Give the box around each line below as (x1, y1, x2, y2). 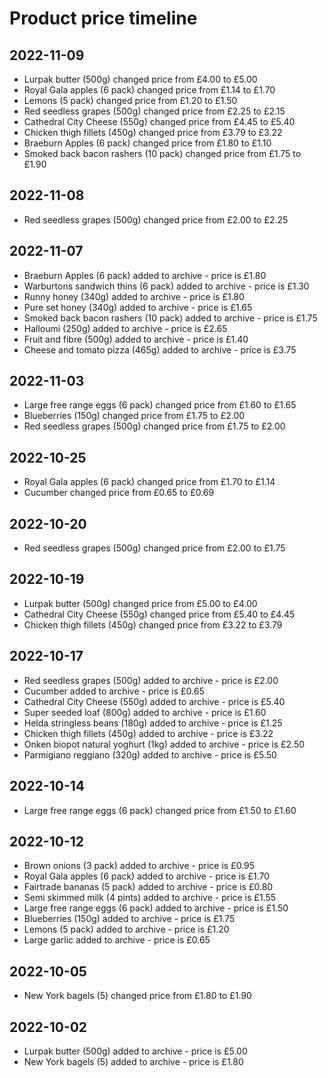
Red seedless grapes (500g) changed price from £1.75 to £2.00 (23, 420, 286, 432)
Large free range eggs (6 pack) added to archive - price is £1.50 (23, 902, 289, 914)
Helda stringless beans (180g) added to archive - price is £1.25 (23, 717, 283, 729)
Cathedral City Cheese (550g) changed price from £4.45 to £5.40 (23, 116, 296, 127)
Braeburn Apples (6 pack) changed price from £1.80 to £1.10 (23, 137, 272, 149)
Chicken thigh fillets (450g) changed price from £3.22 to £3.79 (23, 618, 283, 631)
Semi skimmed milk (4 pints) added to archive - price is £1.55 (23, 892, 277, 904)
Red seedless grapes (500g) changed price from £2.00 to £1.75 (23, 542, 286, 554)
